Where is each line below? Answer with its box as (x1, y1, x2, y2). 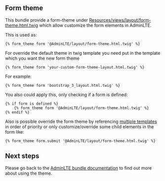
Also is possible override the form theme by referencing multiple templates (5, 118, 157, 124)
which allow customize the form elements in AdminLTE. (39, 22, 152, 28)
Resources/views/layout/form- (88, 17, 151, 23)
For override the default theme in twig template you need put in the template (5, 50, 161, 56)
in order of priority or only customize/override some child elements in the (5, 123, 154, 130)
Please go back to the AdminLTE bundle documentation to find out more (5, 165, 152, 171)
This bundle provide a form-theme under (5, 17, 88, 23)
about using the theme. (5, 170, 52, 176)
